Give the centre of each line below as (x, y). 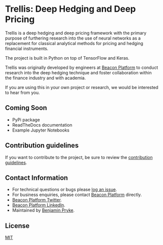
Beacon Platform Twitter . (37, 200)
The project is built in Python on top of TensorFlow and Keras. (67, 58)
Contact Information (37, 178)
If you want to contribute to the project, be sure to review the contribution (79, 157)
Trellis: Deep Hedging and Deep (71, 9)
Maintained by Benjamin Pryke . (43, 210)
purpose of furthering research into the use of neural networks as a (73, 38)
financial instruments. (27, 48)
